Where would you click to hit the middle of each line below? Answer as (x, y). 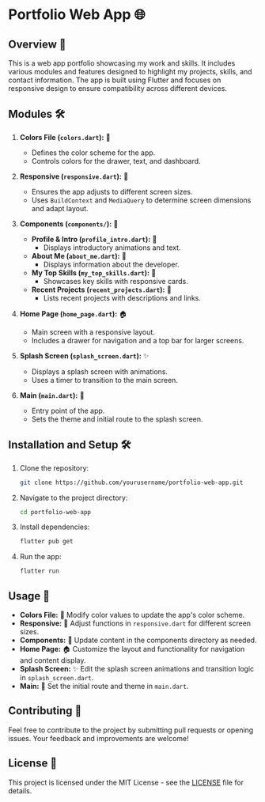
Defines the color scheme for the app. (93, 153)
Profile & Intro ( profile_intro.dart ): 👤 (94, 239)
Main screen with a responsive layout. (93, 332)
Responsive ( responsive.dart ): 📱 (74, 176)
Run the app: (40, 557)
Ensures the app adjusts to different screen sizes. (112, 191)
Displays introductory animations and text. (112, 248)
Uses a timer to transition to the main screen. (104, 380)
